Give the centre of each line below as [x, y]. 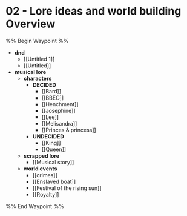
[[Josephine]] [59, 110]
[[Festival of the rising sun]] [67, 188]
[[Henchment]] [60, 104]
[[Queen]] [54, 149]
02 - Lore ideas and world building [93, 11]
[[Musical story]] [53, 162]
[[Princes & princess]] [69, 130]
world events [40, 169]
